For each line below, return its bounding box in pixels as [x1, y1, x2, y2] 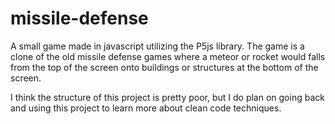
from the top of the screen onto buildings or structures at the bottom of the [10, 61, 319, 73]
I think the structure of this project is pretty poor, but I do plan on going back [10, 91, 325, 103]
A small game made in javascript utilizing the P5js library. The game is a [10, 40, 305, 52]
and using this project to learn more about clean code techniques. [10, 102, 282, 114]
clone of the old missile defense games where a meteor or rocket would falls [10, 50, 326, 62]
